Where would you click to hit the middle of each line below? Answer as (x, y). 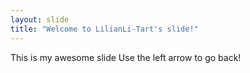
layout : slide (40, 19)
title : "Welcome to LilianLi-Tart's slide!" (104, 29)
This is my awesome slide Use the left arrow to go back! (126, 57)
